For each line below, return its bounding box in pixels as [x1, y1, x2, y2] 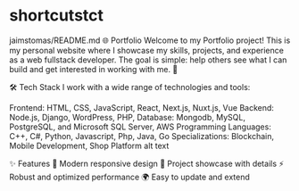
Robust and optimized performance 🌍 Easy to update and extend [9, 171, 250, 182]
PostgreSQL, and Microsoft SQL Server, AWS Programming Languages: [9, 121, 272, 132]
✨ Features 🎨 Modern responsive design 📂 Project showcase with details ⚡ [9, 158, 285, 169]
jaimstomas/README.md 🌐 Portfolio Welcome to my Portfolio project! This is [9, 35, 291, 46]
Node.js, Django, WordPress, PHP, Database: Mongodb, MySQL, [9, 112, 245, 122]
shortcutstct [9, 5, 104, 26]
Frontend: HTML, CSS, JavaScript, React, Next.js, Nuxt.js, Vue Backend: [9, 102, 275, 112]
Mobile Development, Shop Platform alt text [9, 140, 170, 151]
